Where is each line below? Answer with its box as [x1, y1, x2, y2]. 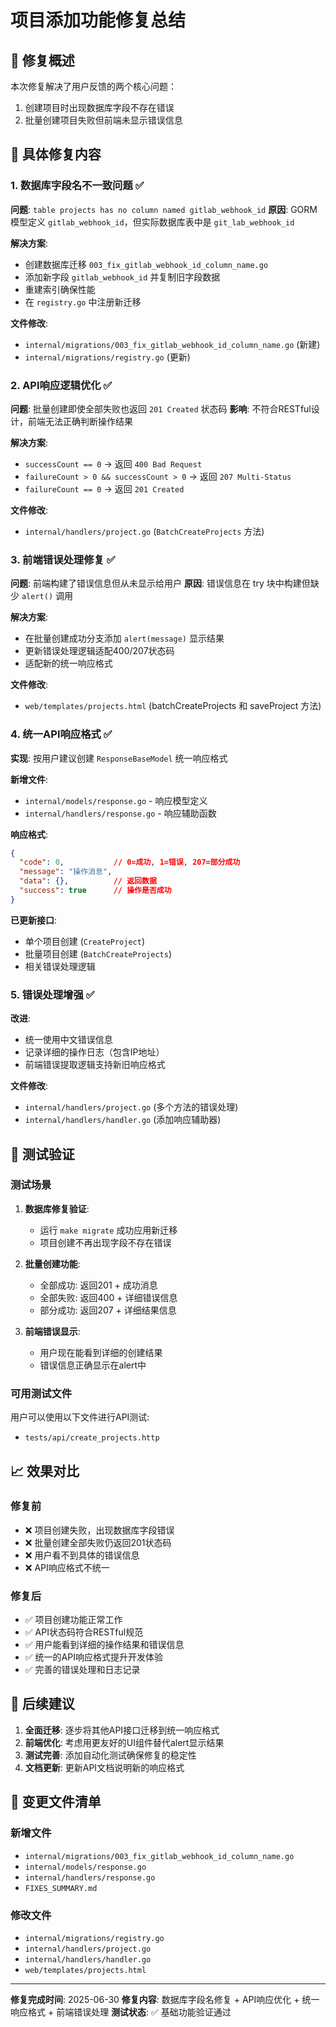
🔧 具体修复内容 [10, 146, 102, 163]
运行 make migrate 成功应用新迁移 [39, 1224, 178, 1236]
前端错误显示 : [24, 1325, 81, 1337]
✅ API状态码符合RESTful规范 [24, 1626, 144, 1638]
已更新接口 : [10, 914, 58, 926]
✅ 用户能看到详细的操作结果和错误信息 [24, 1639, 185, 1651]
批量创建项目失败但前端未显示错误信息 [24, 114, 183, 126]
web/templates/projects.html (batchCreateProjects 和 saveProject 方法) [24, 700, 322, 712]
